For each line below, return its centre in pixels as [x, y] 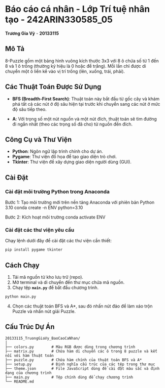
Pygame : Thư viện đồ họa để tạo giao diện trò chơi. [65, 157]
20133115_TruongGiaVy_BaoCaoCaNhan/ [43, 338]
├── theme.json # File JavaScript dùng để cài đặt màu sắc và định [82, 368]
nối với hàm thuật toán [30, 355]
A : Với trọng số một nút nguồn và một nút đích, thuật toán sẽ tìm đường [84, 119]
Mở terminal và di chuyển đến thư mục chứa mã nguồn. [68, 282]
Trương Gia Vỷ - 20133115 [32, 33]
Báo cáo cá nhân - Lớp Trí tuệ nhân [78, 9]
